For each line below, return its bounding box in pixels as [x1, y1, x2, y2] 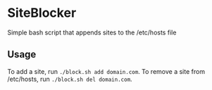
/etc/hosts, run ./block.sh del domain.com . [7, 75, 132, 83]
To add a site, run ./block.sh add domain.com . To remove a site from [7, 67, 206, 75]
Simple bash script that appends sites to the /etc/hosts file [7, 28, 177, 37]
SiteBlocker [7, 5, 77, 21]
